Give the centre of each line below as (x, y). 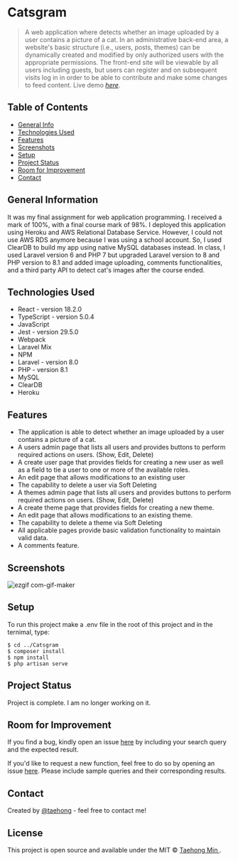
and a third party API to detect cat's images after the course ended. (106, 270)
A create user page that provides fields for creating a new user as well (120, 463)
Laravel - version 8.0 (48, 362)
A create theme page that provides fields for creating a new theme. (116, 508)
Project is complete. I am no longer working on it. (79, 702)
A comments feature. (48, 546)
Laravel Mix (34, 347)
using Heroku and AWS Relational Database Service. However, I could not (115, 232)
